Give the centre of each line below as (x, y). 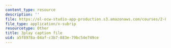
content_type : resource (31, 10)
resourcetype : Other (27, 28)
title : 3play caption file (34, 33)
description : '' (22, 14)
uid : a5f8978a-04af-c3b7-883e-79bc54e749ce (52, 38)
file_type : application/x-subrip (41, 24)
